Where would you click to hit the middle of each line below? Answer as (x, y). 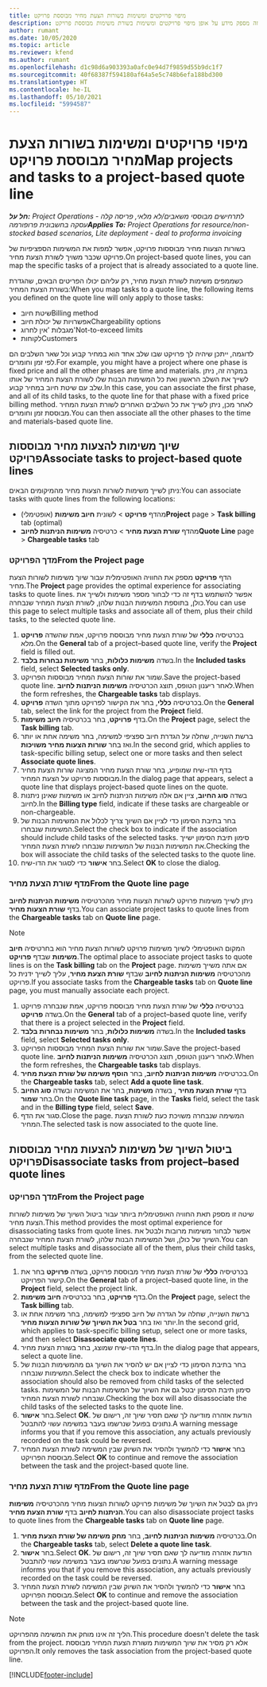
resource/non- (226, 225)
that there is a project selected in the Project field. (103, 1023)
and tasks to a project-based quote (127, 178)
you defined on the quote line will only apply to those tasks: (106, 298)
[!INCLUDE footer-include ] (51, 1675)
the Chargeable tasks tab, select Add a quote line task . (112, 1082)
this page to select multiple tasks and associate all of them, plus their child (131, 611)
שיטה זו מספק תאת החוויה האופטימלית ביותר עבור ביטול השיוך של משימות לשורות (132, 1214)
